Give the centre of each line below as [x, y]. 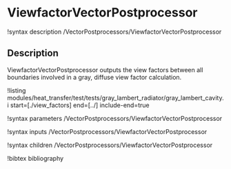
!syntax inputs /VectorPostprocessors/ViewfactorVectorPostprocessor [107, 131]
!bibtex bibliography [36, 158]
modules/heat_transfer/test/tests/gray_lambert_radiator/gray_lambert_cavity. [115, 98]
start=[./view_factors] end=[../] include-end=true [80, 105]
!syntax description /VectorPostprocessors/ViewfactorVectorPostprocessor [114, 32]
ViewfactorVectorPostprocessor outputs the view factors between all [105, 69]
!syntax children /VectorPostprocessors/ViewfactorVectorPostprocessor [110, 145]
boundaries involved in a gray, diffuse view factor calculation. [94, 77]
